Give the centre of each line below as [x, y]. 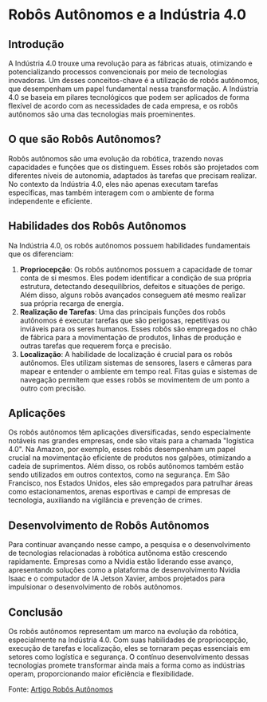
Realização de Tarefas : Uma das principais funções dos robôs [122, 311]
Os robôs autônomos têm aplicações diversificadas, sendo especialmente [130, 432]
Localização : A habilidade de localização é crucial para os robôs [126, 354]
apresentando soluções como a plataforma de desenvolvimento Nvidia [124, 570]
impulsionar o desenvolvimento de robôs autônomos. [96, 587]
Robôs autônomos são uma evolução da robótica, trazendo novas [116, 158]
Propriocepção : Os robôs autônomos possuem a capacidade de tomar [136, 269]
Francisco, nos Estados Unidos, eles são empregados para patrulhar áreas [131, 483]
